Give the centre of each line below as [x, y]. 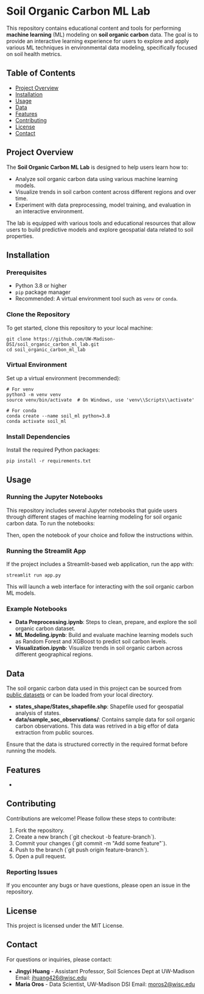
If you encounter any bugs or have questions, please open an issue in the [98, 886]
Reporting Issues [32, 872]
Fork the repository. [40, 830]
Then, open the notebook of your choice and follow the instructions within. [100, 535]
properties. [20, 236]
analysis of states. [38, 713]
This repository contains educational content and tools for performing [94, 28]
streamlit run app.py [34, 575]
